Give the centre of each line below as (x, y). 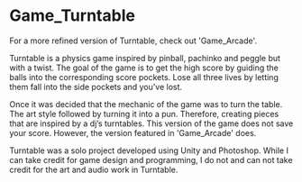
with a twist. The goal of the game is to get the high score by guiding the (144, 68)
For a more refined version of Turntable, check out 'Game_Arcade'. (133, 41)
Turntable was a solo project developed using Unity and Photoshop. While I (149, 150)
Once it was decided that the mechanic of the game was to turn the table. (146, 104)
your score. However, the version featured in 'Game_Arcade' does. (133, 132)
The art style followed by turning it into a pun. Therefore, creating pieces (144, 114)
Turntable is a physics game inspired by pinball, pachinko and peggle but (145, 58)
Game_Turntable (72, 16)
